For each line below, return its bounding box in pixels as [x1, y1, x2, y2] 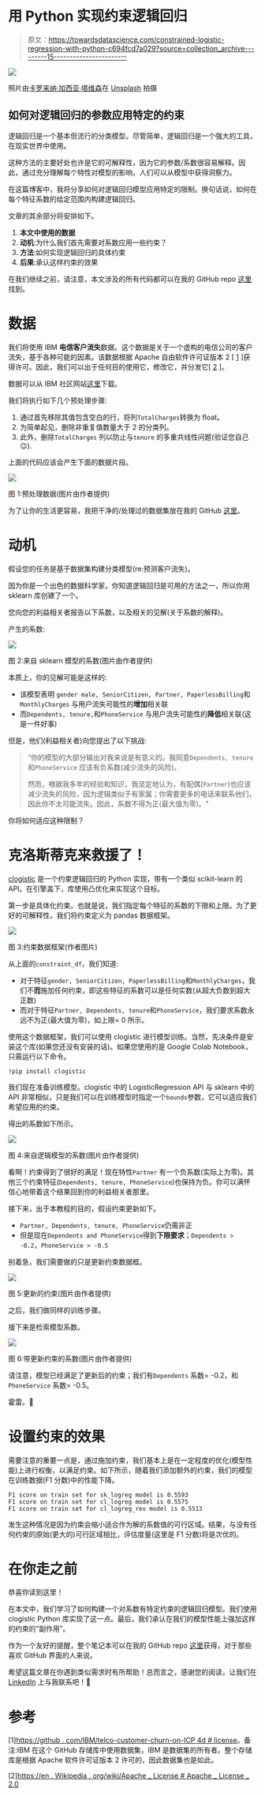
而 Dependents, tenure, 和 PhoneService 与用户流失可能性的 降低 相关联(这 [19, 708, 252, 719]
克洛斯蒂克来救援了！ [8, 846, 147, 864]
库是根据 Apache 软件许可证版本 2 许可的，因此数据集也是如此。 [8, 1755, 218, 1765]
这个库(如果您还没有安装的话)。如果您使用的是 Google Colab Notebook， [14, 1042, 252, 1051]
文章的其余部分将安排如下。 [8, 211, 99, 220]
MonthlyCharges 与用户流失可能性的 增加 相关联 [19, 699, 168, 708]
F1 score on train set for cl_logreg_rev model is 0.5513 [8, 1505, 203, 1512]
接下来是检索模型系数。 [8, 1322, 84, 1332]
